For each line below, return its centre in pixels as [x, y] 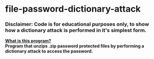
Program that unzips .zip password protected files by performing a [75, 46]
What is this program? [28, 41]
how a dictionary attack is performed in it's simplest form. [76, 30]
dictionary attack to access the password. [49, 51]
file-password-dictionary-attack [73, 9]
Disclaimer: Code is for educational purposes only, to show [77, 24]
